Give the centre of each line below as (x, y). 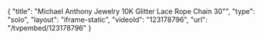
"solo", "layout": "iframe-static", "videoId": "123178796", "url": (107, 20)
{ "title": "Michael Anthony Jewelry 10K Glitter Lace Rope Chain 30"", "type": (131, 11)
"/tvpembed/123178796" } (50, 28)
